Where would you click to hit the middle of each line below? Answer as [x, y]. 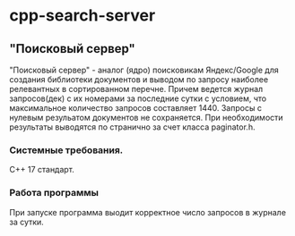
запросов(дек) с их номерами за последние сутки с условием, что [138, 98]
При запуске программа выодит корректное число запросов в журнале [148, 212]
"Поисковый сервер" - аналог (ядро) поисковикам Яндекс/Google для [144, 70]
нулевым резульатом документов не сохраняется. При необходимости [147, 118]
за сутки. [27, 222]
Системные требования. [66, 150]
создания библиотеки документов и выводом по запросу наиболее [139, 80]
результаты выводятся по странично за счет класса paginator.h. [132, 127]
